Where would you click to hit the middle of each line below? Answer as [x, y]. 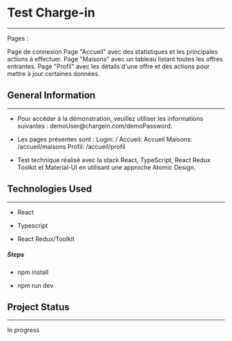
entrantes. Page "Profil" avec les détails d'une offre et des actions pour [108, 66]
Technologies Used [49, 189]
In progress [23, 330]
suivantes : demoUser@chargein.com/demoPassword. [95, 126]
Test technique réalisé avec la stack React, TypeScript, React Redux [114, 159]
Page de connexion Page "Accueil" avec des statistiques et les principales [113, 51]
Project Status [39, 307]
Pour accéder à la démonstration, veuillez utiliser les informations [110, 118]
